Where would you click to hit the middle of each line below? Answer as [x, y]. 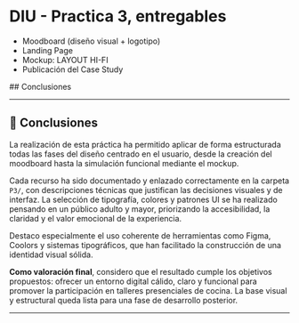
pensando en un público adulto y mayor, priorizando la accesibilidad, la [140, 209]
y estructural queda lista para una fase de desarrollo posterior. [124, 300]
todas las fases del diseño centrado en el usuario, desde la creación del [141, 154]
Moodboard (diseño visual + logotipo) [91, 41]
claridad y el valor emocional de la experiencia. [96, 218]
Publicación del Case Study [73, 69]
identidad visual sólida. [51, 254]
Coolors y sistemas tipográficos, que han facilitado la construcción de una [145, 245]
